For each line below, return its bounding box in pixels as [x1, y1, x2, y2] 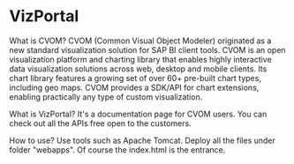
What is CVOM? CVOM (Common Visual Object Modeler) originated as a [9, 35, 272, 46]
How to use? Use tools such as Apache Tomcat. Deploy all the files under [9, 135, 276, 145]
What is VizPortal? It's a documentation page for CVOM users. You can [9, 108, 268, 119]
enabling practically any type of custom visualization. [9, 91, 203, 102]
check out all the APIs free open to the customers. [9, 117, 192, 129]
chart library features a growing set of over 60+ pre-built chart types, [9, 72, 262, 83]
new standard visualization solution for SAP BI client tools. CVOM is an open [9, 44, 286, 55]
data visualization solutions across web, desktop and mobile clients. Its [9, 63, 268, 74]
